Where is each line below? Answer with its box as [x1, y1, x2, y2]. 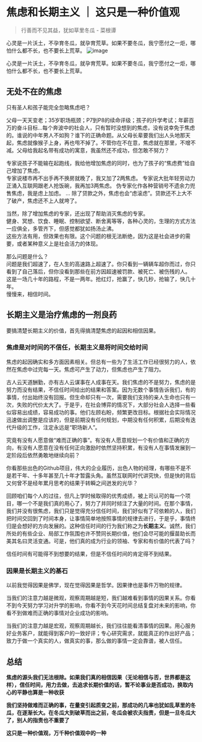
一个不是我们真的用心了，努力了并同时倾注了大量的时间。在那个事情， [22, 499, 196, 507]
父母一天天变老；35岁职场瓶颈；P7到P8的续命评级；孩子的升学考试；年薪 [6, 116, 189, 123]
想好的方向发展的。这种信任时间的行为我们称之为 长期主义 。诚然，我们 [22, 522, 196, 529]
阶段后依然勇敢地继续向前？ [11, 451, 80, 458]
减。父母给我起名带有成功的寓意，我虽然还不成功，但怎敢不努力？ [6, 146, 170, 154]
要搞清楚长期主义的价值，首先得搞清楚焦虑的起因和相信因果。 [6, 326, 159, 334]
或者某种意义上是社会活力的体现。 [16, 240, 101, 247]
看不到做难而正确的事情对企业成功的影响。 [6, 609, 112, 617]
